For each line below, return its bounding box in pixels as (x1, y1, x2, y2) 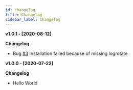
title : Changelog (5, 12, 42, 17)
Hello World (12, 80, 38, 86)
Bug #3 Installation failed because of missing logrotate (12, 50, 128, 56)
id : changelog (5, 7, 36, 13)
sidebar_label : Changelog (5, 17, 60, 22)
